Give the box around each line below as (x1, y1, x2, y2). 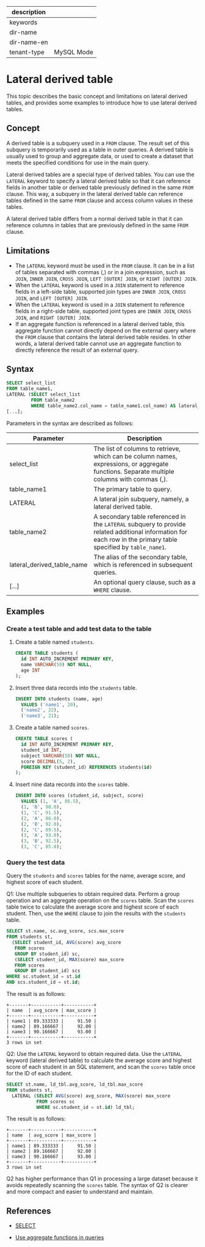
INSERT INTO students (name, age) (15, 696, 103, 702)
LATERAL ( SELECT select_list (6, 391, 81, 398)
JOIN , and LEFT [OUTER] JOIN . (15, 294, 88, 302)
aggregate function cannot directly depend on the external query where (15, 327, 196, 334)
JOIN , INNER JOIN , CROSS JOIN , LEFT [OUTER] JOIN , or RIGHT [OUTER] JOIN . (15, 275, 197, 282)
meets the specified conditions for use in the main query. (6, 159, 149, 166)
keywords (9, 18, 38, 26)
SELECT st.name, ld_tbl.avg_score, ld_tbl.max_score (6, 1082, 143, 1088)
